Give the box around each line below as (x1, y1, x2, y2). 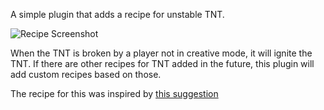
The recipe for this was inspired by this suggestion (10, 88, 219, 99)
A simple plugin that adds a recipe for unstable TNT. (10, 9, 225, 20)
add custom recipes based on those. (10, 69, 162, 80)
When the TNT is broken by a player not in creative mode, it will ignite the (10, 47, 313, 59)
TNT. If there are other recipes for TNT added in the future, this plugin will (10, 58, 315, 69)
